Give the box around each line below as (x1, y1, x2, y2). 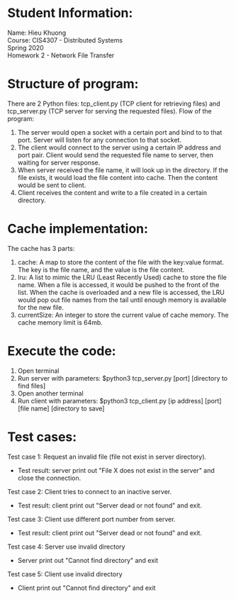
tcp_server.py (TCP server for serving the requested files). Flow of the (7, 106, 213, 115)
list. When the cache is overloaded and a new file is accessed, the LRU (17, 288, 225, 296)
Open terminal (17, 366, 60, 375)
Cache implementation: (7, 221, 149, 237)
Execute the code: (7, 343, 116, 359)
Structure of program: (7, 76, 139, 92)
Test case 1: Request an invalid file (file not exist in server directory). (7, 452, 207, 461)
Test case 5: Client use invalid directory (7, 569, 123, 578)
